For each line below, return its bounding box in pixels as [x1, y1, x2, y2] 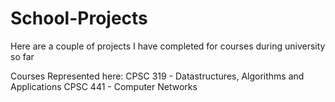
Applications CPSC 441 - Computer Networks [10, 80, 198, 92]
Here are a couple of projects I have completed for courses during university [10, 40, 326, 52]
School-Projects [10, 7, 148, 30]
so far [10, 50, 35, 62]
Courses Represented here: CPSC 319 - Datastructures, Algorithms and [10, 70, 305, 82]
